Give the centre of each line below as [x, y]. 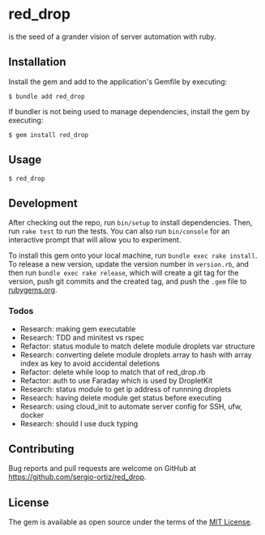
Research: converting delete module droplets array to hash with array [136, 354]
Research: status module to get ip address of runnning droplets [126, 389]
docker [32, 415]
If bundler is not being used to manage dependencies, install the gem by [129, 111]
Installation [37, 62]
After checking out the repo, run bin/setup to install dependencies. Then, [130, 223]
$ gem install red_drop [49, 135]
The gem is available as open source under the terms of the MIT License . [130, 522]
